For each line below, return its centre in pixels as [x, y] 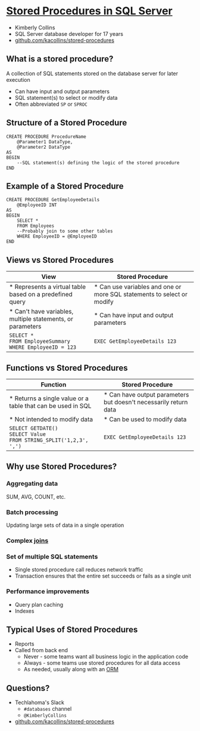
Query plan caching [39, 604]
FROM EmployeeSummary [40, 341]
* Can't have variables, [41, 312]
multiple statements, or [41, 319]
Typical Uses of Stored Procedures [72, 629]
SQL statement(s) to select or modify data [66, 97]
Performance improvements [48, 591]
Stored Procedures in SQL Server [89, 11]
